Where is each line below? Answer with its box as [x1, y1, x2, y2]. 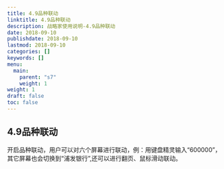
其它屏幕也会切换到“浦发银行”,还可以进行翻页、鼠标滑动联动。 [7, 154, 182, 162]
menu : [7, 61, 23, 68]
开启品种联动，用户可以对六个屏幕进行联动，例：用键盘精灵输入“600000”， [7, 145, 221, 154]
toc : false [7, 99, 38, 106]
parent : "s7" [19, 73, 57, 81]
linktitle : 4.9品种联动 [7, 16, 71, 23]
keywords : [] [7, 55, 45, 62]
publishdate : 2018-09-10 [7, 36, 78, 42]
